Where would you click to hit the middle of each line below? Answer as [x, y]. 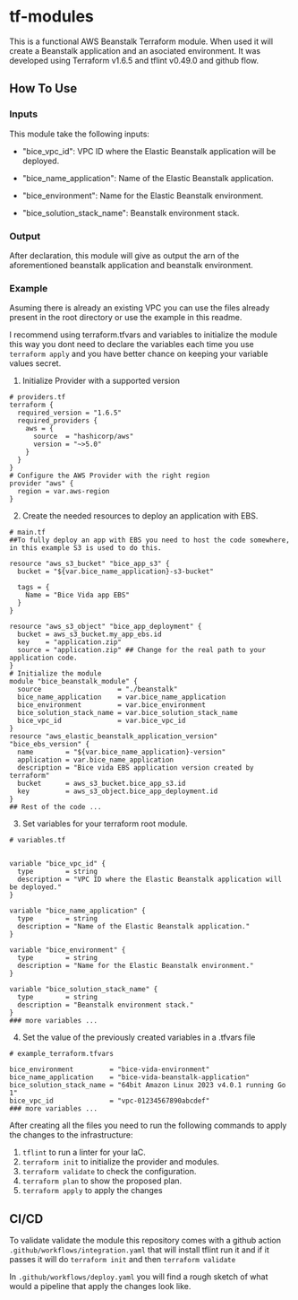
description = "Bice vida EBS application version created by [136, 768]
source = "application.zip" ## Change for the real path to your [142, 650]
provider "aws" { [42, 484]
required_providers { [58, 421]
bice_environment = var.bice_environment [111, 705]
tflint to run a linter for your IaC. [84, 1152]
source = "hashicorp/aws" [83, 437]
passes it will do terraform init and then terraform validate [123, 1260]
